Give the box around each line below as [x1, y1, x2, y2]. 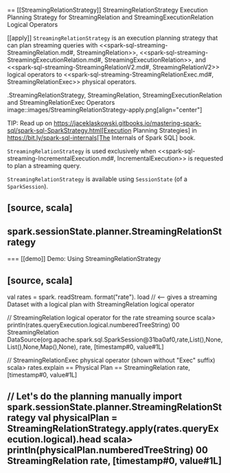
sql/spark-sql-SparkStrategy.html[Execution [7, 127, 132, 134]
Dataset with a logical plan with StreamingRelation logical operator [7, 300, 195, 308]
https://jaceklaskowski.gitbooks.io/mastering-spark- [54, 119, 202, 127]
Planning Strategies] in [133, 127, 197, 134]
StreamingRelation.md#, [7, 48, 76, 56]
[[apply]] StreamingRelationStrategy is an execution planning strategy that [7, 34, 218, 42]
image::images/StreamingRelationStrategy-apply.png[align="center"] [7, 106, 203, 114]
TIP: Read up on [7, 119, 53, 127]
